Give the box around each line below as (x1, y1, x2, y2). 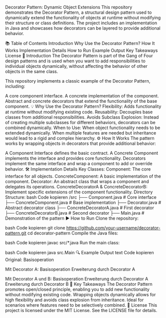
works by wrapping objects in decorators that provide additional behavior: (5, 140, 156, 146)
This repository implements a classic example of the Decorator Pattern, (5, 78, 151, 84)
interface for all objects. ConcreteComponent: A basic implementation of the (5, 173, 161, 179)
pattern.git (5, 230, 27, 236)
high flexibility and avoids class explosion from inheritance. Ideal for (5, 297, 144, 303)
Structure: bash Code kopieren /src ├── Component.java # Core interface (5, 194, 157, 200)
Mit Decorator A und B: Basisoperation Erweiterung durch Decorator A (5, 276, 149, 281)
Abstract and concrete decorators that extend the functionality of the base (5, 98, 158, 104)
